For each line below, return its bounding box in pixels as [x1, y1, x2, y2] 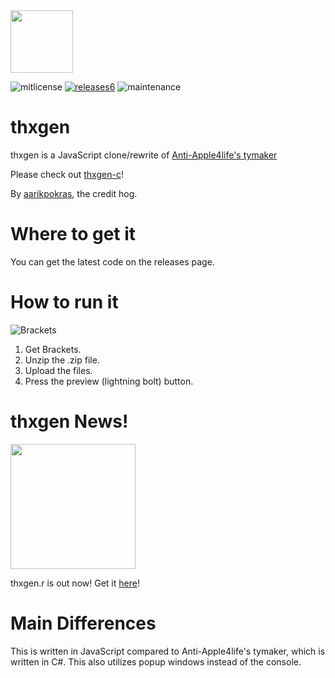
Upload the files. [24, 364, 93, 376]
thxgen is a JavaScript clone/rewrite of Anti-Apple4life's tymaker [10, 149, 278, 161]
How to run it [10, 291, 119, 314]
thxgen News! [10, 410, 129, 433]
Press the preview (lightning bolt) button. [24, 375, 194, 387]
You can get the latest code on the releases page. [10, 255, 215, 268]
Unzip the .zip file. [24, 354, 100, 366]
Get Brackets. [24, 343, 82, 355]
